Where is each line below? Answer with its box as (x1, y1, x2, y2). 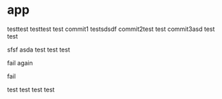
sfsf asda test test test (7, 45, 70, 54)
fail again (7, 58, 33, 67)
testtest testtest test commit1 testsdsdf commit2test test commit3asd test (7, 25, 215, 33)
